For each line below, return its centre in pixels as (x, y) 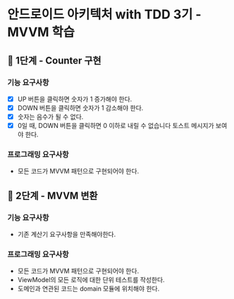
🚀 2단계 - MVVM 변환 (53, 195)
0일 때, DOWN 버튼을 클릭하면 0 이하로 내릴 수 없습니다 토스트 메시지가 (116, 126)
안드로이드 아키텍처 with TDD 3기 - (105, 14)
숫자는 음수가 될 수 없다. (50, 117)
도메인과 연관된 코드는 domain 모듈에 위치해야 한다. (88, 289)
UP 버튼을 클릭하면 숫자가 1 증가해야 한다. (75, 99)
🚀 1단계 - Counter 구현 (54, 60)
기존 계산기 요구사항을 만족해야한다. (67, 235)
